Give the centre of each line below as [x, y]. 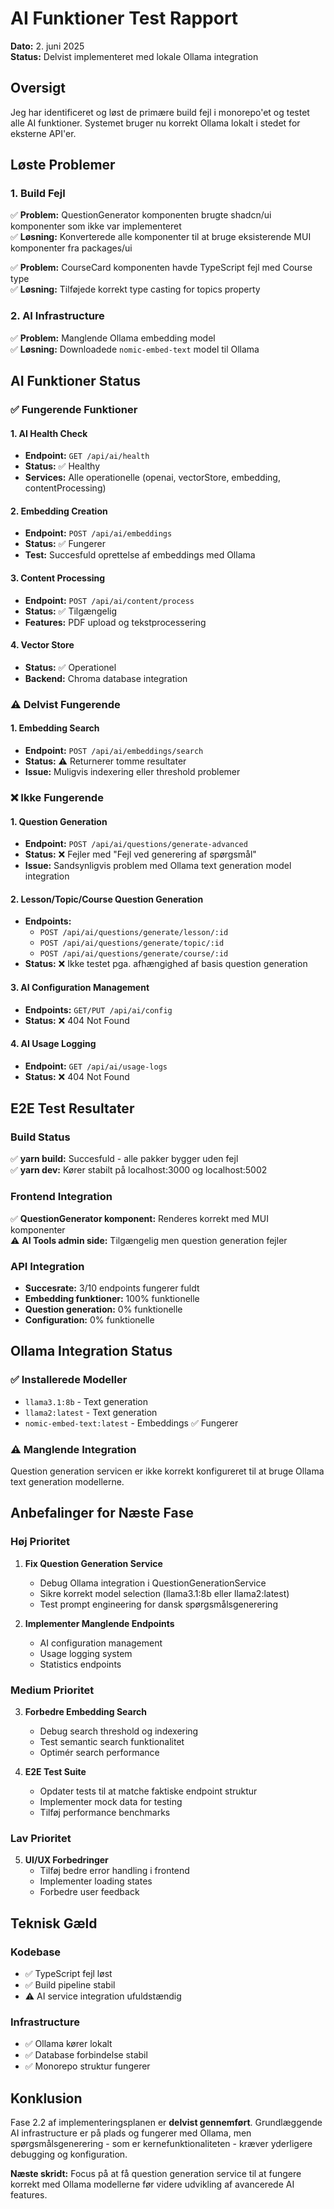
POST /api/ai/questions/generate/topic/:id [132, 943]
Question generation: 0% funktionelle [103, 1309]
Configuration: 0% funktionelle [89, 1320]
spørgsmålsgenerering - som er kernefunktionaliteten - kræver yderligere [161, 2144]
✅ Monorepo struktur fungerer [87, 2066]
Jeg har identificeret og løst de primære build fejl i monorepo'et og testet [160, 112]
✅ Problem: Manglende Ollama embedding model [113, 338]
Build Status [40, 1137]
